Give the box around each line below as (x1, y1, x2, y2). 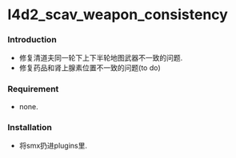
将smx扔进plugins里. (18, 141, 88, 151)
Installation (7, 121, 53, 132)
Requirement (7, 84, 59, 95)
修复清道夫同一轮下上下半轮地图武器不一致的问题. (18, 53, 183, 63)
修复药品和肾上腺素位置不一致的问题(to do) (18, 63, 161, 73)
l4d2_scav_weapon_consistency (7, 6, 229, 24)
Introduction (7, 34, 57, 45)
